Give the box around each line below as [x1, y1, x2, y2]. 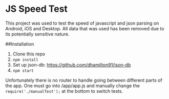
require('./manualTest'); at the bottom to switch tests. [5, 88, 123, 94]
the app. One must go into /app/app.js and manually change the [5, 83, 140, 89]
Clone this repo [12, 51, 45, 57]
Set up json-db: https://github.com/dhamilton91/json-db [12, 62, 131, 68]
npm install [12, 57, 38, 62]
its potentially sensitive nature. [5, 31, 70, 37]
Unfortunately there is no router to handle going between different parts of [5, 77, 162, 83]
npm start [12, 68, 34, 73]
